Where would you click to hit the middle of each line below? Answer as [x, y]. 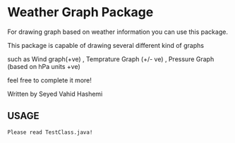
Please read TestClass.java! [50, 132]
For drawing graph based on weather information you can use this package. [117, 32]
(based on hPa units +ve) [44, 66]
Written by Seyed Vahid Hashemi [55, 94]
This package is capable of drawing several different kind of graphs [106, 45]
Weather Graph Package [80, 12]
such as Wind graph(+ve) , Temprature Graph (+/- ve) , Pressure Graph [111, 59]
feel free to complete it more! [49, 80]
